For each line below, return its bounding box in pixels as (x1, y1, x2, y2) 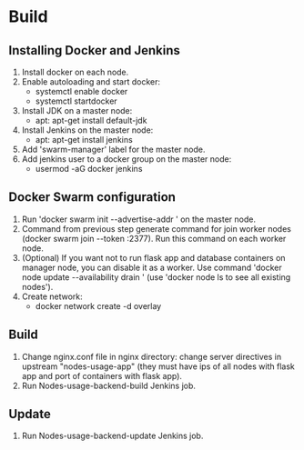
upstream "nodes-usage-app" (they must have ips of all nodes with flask (21, 361, 295, 372)
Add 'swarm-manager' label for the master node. (21, 144, 206, 155)
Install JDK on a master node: (21, 105, 133, 115)
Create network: (21, 291, 83, 302)
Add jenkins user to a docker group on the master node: (21, 154, 232, 165)
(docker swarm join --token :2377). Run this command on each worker (21, 233, 287, 244)
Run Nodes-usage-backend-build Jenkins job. (21, 380, 197, 391)
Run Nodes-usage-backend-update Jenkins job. (21, 430, 204, 442)
